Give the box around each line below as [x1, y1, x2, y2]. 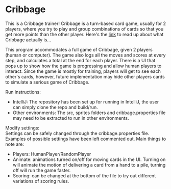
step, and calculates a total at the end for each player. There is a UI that [5, 57, 156, 63]
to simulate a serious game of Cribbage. [5, 79, 90, 85]
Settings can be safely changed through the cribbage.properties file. [5, 130, 150, 136]
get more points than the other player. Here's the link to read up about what [5, 31, 164, 37]
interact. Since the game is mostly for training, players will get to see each [5, 68, 161, 74]
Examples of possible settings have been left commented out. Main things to [5, 136, 166, 142]
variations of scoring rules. [12, 178, 69, 184]
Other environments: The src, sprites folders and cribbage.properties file [12, 110, 166, 116]
